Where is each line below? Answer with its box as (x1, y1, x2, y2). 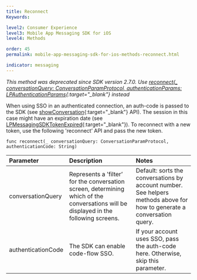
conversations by (135, 174, 184, 182)
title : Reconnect (6, 8, 49, 15)
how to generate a (135, 203, 186, 211)
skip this (135, 257, 159, 265)
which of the (69, 192, 104, 200)
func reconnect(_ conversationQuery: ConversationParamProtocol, (6, 139, 169, 144)
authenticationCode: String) (6, 143, 77, 150)
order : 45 (6, 46, 30, 52)
